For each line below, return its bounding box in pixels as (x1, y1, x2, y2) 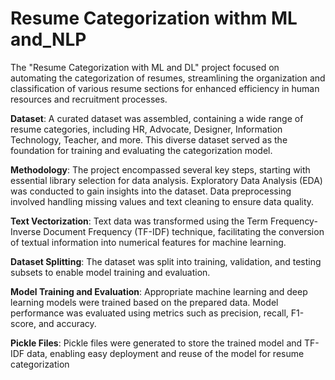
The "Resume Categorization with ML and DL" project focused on (10, 61, 280, 73)
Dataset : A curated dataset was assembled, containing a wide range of (10, 112, 304, 124)
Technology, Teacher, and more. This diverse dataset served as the (10, 133, 288, 146)
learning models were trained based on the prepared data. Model (10, 296, 279, 308)
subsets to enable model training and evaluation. (10, 266, 211, 278)
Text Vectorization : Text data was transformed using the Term (10, 215, 269, 227)
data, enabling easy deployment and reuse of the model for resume (26, 347, 305, 359)
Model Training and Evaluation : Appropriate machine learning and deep (10, 285, 308, 297)
